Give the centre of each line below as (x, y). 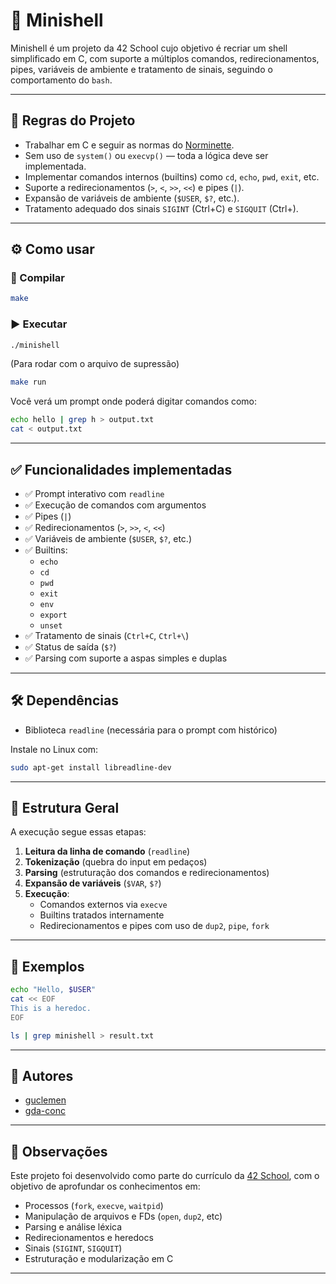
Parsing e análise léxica (73, 1227)
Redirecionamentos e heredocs (89, 1238)
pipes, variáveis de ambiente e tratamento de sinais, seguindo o (141, 69)
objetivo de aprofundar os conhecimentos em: (105, 1186)
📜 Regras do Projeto (73, 120)
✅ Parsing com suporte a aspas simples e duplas (126, 658)
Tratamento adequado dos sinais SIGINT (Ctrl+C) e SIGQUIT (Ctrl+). (161, 208)
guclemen (45, 1100)
